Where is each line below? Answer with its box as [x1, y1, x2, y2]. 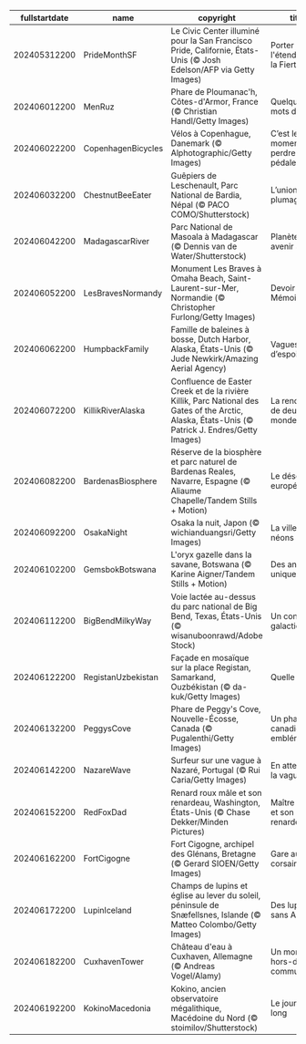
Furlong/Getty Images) [170, 312, 256, 322]
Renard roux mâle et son [170, 787, 262, 798]
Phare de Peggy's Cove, [170, 704, 261, 714]
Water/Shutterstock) [170, 250, 248, 261]
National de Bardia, [170, 189, 242, 201]
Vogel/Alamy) [170, 970, 222, 981]
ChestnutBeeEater [83, 189, 152, 201]
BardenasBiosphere [83, 475, 158, 486]
